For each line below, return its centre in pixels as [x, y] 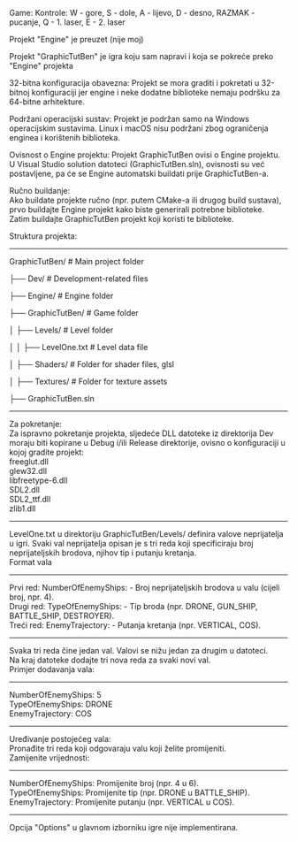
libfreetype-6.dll [38, 480]
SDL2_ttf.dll [30, 499]
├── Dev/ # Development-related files [79, 279]
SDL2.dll [24, 489]
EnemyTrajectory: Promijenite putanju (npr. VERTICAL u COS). [122, 802]
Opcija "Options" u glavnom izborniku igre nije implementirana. [124, 827]
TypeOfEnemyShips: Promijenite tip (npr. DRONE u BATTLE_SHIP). [129, 792]
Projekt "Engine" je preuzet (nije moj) [76, 39]
